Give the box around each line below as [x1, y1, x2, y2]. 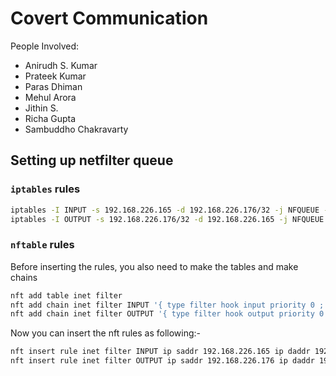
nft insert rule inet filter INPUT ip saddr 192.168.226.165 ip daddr [10, 347, 311, 357]
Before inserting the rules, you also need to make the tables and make [10, 260, 299, 272]
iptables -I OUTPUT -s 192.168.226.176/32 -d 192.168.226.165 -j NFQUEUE [10, 214, 325, 224]
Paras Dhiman [24, 80, 83, 92]
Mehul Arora [24, 91, 77, 103]
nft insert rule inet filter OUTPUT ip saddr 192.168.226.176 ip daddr [10, 356, 315, 366]
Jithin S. [24, 102, 59, 114]
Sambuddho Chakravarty [24, 123, 129, 135]
